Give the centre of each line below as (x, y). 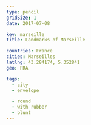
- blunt (22, 113)
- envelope (25, 90)
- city (20, 85)
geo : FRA (17, 68)
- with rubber (29, 107)
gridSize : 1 (21, 18)
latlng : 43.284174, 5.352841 (43, 62)
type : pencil (23, 12)
